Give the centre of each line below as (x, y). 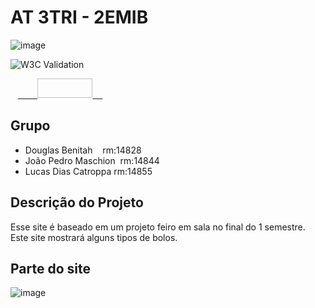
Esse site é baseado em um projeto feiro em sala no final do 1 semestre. (158, 227)
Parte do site (50, 268)
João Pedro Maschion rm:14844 (92, 160)
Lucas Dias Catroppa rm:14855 (88, 171)
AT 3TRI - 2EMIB (79, 17)
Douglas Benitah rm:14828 (83, 150)
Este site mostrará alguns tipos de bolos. (94, 237)
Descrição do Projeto (77, 202)
